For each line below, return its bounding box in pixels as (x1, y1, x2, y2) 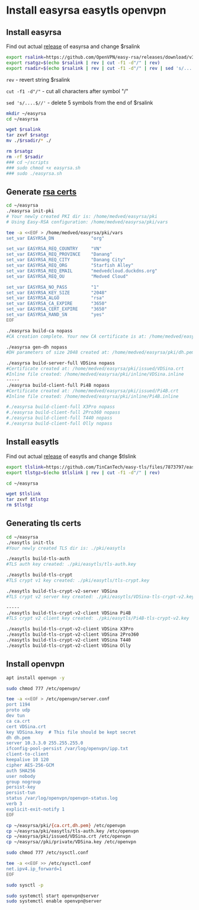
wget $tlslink (6, 491, 41, 497)
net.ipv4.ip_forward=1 (6, 866, 62, 871)
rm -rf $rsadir (6, 153, 44, 160)
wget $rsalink (6, 127, 41, 133)
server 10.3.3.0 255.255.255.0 (6, 740, 84, 746)
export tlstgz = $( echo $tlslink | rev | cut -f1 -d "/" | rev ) (6, 469, 161, 476)
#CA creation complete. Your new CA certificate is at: (6, 333, 147, 339)
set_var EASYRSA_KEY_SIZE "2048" (6, 290, 108, 296)
